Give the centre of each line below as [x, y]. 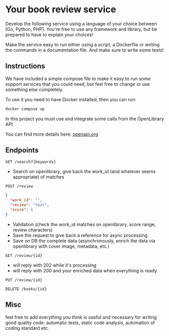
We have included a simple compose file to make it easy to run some [78, 79]
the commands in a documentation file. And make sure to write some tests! [85, 50]
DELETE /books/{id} [26, 289]
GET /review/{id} [24, 255]
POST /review [19, 186]
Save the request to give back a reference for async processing [80, 235]
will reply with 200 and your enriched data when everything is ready [85, 270]
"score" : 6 [22, 210]
